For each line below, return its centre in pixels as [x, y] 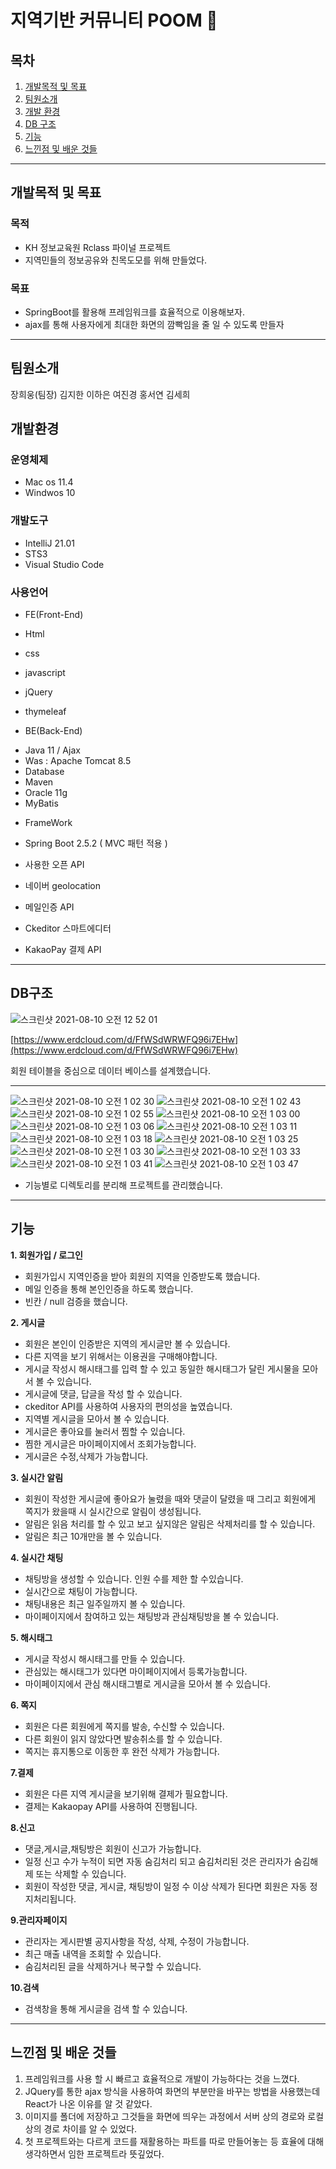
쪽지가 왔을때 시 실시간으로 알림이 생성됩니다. [113, 1511]
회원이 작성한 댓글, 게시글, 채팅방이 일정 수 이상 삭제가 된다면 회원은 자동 [166, 1886]
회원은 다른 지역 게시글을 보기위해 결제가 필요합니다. [126, 1793]
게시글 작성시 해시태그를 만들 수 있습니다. [105, 1658]
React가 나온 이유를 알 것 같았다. [88, 2103]
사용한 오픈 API [54, 865]
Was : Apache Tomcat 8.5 [78, 761]
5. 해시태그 [31, 1637]
